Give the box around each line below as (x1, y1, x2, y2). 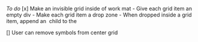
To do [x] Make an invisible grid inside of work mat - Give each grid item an (6, 5, 192, 12)
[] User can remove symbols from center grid (6, 29, 118, 36)
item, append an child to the (6, 18, 77, 24)
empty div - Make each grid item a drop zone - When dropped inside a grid (6, 11, 192, 18)
